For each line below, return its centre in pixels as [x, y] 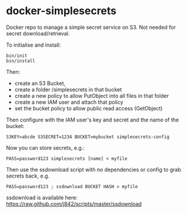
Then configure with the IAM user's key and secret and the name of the [93, 120]
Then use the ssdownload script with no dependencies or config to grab [93, 169]
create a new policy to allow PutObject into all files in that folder [92, 96]
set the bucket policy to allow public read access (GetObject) [89, 108]
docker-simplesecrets [61, 11]
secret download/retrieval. [38, 33]
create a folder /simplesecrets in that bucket [68, 89]
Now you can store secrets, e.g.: [46, 148]
